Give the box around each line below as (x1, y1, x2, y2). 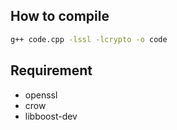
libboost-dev (24, 110, 78, 122)
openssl (24, 89, 58, 101)
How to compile (10, 8, 110, 25)
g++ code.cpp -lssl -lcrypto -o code (10, 34, 168, 44)
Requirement (10, 62, 93, 79)
